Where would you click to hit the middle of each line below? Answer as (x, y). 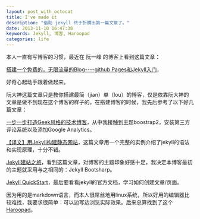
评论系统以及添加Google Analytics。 (51, 129)
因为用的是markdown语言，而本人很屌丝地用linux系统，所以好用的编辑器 (95, 195)
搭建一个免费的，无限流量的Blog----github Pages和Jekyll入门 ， (84, 69)
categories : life (28, 39)
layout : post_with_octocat (40, 12)
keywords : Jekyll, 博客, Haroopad (48, 34)
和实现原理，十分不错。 (35, 150)
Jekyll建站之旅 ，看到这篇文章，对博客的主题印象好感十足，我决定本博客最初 (99, 162)
